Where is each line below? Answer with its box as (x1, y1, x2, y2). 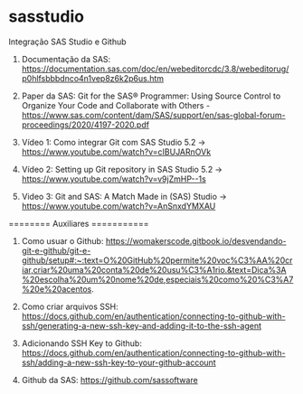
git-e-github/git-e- (21, 245, 91, 256)
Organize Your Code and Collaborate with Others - (21, 99, 210, 110)
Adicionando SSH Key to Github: (21, 337, 142, 349)
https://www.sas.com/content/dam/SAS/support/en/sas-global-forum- (21, 109, 286, 120)
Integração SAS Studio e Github (8, 36, 128, 47)
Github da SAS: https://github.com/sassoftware (21, 374, 198, 385)
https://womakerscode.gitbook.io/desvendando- (105, 235, 287, 246)
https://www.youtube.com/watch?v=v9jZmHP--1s (21, 174, 207, 184)
